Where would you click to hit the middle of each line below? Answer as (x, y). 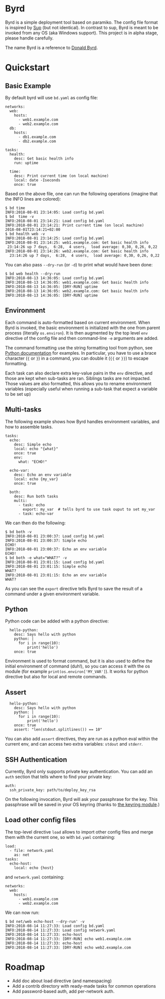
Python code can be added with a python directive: (57, 621)
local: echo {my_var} (36, 479)
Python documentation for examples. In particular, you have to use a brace (81, 353)
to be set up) (18, 394)
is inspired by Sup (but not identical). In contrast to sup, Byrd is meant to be (82, 27)
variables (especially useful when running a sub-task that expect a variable (81, 389)
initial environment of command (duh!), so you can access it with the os (78, 666)
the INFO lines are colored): (33, 199)
